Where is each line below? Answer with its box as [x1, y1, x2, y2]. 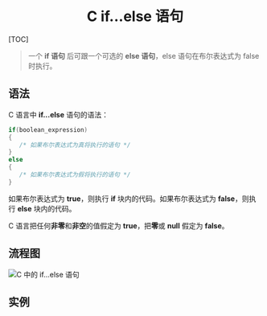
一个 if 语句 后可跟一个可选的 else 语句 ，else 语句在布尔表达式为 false [27, 51, 260, 60]
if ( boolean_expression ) [8, 125, 88, 133]
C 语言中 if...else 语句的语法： [8, 109, 109, 119]
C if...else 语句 [87, 7, 183, 26]
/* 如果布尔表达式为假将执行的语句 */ [18, 170, 131, 179]
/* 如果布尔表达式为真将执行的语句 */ [18, 141, 131, 149]
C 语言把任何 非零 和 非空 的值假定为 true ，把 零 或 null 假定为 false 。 [8, 220, 229, 230]
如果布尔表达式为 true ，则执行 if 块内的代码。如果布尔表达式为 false [8, 194, 236, 203]
